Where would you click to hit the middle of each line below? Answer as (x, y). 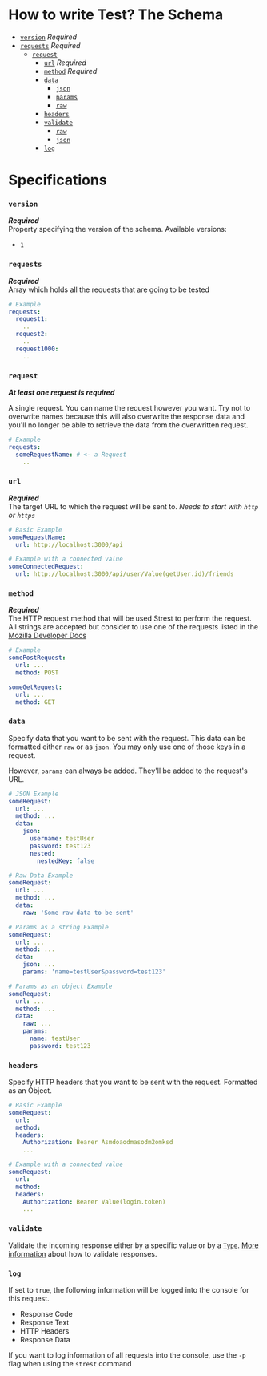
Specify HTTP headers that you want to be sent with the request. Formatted (133, 1082)
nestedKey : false (66, 861)
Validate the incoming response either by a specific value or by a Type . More (133, 1245)
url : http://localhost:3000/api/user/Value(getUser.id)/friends (125, 574)
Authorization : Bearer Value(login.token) (94, 1202)
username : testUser (62, 839)
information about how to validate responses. (83, 1253)
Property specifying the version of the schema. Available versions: (118, 229)
